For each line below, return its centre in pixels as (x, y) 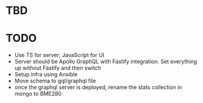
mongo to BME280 (38, 94)
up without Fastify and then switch (58, 68)
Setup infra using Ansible (46, 75)
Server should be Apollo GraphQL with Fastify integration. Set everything (106, 62)
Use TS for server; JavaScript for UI (59, 55)
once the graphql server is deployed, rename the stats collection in (98, 87)
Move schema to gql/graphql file (55, 81)
